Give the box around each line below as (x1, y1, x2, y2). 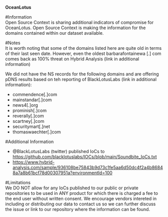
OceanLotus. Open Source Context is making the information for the (5, 25, 146, 31)
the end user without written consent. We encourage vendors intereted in (5, 196, 157, 201)
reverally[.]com (12, 113, 44, 119)
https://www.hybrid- (12, 159, 55, 165)
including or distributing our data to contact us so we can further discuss (5, 201, 156, 207)
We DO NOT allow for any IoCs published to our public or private (5, 185, 139, 191)
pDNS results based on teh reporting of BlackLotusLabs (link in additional (5, 77, 157, 82)
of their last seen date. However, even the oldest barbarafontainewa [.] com (5, 50, 161, 56)
